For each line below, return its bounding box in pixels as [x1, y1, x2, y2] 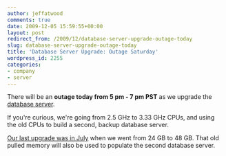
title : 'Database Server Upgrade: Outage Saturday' [7, 49, 158, 56]
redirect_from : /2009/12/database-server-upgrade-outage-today [7, 36, 193, 43]
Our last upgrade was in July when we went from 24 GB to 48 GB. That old [7, 134, 219, 142]
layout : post [7, 29, 45, 36]
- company [7, 67, 36, 74]
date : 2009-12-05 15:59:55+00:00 [7, 23, 103, 30]
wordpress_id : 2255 [7, 55, 63, 62]
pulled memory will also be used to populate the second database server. [7, 142, 216, 150]
